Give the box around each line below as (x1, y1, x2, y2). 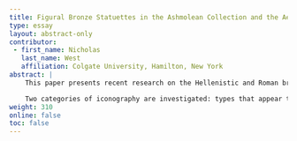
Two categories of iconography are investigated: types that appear (25, 94, 283, 103)
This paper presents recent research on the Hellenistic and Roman (25, 78, 278, 87)
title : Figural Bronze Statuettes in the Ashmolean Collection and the (9, 12, 278, 22)
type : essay (9, 21, 53, 30)
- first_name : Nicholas (12, 46, 101, 55)
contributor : (9, 37, 57, 47)
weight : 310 (9, 102, 53, 111)
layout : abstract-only (9, 29, 93, 38)
